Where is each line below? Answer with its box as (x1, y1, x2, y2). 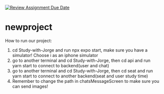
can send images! (12, 83, 48, 89)
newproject (5, 22, 53, 33)
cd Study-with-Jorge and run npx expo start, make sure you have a (12, 47, 148, 53)
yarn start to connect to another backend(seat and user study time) (12, 73, 148, 79)
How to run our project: (5, 38, 52, 43)
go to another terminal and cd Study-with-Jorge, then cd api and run (12, 57, 151, 63)
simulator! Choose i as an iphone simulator (12, 52, 98, 58)
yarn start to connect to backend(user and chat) (12, 62, 109, 68)
